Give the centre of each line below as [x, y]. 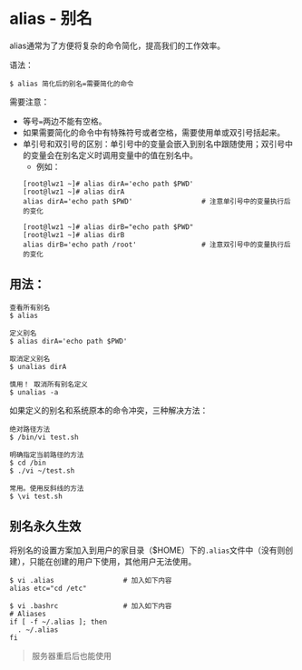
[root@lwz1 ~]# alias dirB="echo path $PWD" [108, 227]
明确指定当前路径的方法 [47, 455]
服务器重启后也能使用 [71, 655]
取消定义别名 [30, 359]
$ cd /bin [28, 463]
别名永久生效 [45, 527]
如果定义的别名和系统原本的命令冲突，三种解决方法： [109, 410]
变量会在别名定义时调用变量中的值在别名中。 [114, 155]
